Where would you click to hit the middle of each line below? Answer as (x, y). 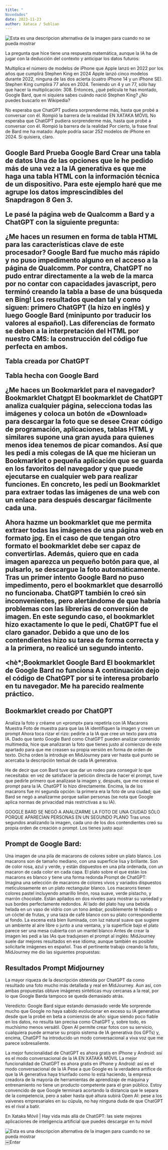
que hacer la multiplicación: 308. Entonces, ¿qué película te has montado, (81, 90)
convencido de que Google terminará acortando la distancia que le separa (82, 1090)
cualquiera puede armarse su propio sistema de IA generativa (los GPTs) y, (82, 1033)
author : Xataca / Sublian (32, 24)
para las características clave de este (65, 244)
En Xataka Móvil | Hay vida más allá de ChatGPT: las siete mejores (73, 1116)
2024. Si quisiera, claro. (30, 137)
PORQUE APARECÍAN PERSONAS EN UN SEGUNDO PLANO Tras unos (78, 817)
